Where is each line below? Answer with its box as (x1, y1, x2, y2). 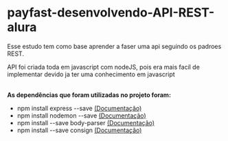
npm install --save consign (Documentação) (16, 126, 142, 134)
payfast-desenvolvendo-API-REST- (7, 5, 215, 21)
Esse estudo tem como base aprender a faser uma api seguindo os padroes (7, 42, 222, 50)
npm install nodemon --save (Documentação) (16, 111, 146, 120)
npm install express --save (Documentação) (16, 104, 142, 112)
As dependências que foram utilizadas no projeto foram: (7, 91, 172, 99)
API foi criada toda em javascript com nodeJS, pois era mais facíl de (7, 63, 201, 71)
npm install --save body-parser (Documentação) (16, 118, 155, 127)
